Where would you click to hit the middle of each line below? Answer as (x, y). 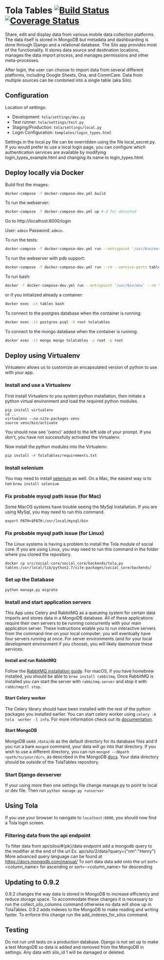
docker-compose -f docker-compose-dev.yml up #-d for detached (71, 212)
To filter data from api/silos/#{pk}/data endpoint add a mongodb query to (79, 846)
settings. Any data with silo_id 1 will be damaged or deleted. (65, 952)
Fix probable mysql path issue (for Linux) (54, 533)
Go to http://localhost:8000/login (38, 221)
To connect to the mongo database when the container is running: (72, 331)
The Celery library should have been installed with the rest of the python (78, 709)
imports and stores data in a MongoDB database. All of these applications (79, 618)
